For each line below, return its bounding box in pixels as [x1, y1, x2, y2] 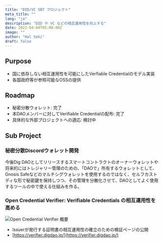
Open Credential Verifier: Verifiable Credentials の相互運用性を [5, 197, 156, 203]
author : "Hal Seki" [5, 35, 45, 40]
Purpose [5, 57, 32, 66]
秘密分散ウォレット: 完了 [12, 105, 62, 110]
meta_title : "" [5, 12, 36, 17]
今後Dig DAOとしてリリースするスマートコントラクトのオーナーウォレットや [5, 159, 159, 165]
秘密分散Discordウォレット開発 [5, 147, 79, 154]
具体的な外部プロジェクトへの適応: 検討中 [12, 117, 96, 123]
